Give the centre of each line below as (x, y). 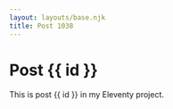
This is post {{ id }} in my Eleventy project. (87, 95)
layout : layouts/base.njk (57, 17)
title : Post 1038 (41, 26)
